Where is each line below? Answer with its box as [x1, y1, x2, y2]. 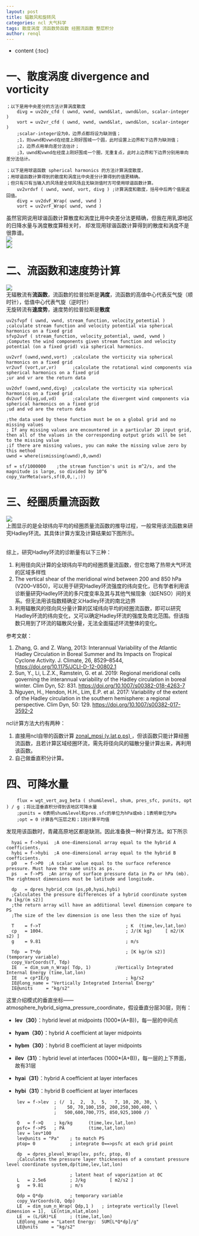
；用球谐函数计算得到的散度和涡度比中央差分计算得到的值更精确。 [6, 174, 143, 180]
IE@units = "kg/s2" [11, 985, 70, 991]
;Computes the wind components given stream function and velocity [6, 338, 176, 344]
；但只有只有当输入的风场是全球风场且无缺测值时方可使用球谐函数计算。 [6, 180, 156, 186]
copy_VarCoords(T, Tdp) [11, 959, 70, 965]
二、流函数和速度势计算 [6, 264, 121, 278]
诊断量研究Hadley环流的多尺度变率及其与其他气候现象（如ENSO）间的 [14, 589, 187, 597]
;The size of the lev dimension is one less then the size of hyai [11, 912, 182, 918]
